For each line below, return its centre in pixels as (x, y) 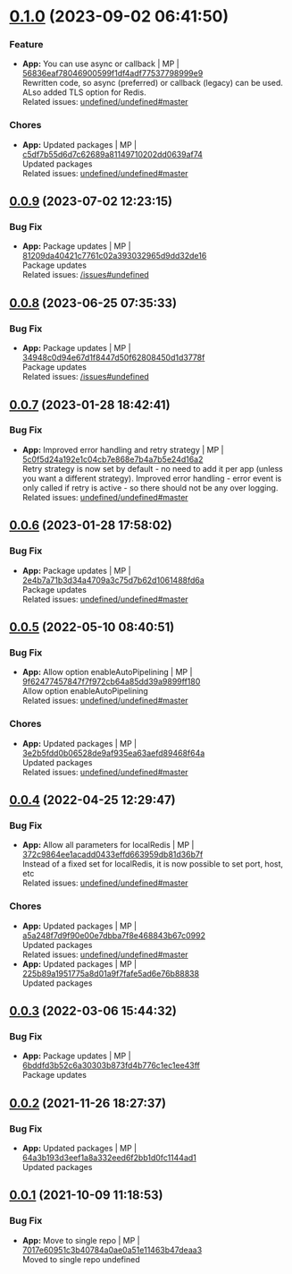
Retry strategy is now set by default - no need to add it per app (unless (152, 468)
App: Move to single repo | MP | (81, 1240)
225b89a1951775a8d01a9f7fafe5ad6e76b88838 (110, 973)
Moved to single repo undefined (81, 1259)
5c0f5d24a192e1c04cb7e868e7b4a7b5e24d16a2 (113, 459)
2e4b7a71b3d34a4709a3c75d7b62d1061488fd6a (113, 580)
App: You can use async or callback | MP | (101, 64)
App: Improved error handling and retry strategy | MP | (123, 449)
